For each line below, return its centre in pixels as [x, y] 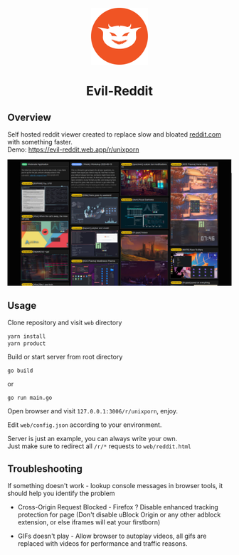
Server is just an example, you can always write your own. [92, 439]
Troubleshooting [45, 469]
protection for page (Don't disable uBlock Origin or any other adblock [119, 515]
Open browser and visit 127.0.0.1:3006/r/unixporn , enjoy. [93, 411]
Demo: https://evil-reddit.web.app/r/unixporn [73, 149]
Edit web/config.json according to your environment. [85, 425]
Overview [30, 117]
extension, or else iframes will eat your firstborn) [89, 522]
